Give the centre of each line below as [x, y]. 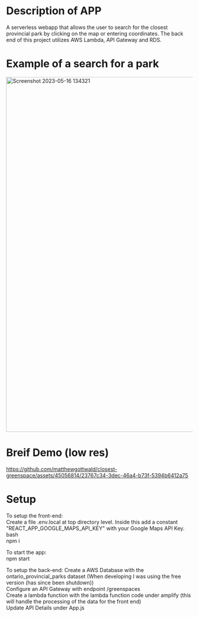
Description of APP [54, 11]
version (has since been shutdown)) [50, 582]
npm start [18, 558]
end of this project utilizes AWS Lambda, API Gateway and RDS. [84, 40]
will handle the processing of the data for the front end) [74, 601]
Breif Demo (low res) [58, 453]
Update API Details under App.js [45, 608]
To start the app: [26, 552]
